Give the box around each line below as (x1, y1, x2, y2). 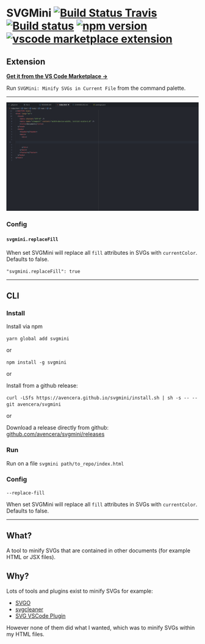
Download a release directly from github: (6, 424, 109, 431)
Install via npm (6, 323, 43, 330)
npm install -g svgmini (6, 359, 67, 366)
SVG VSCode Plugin (15, 612, 66, 620)
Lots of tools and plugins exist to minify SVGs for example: (6, 587, 153, 595)
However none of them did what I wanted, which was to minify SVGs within (6, 624, 195, 631)
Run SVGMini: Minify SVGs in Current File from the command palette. (6, 84, 186, 92)
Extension (6, 56, 46, 67)
